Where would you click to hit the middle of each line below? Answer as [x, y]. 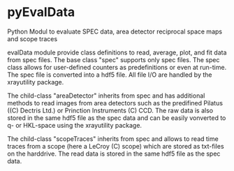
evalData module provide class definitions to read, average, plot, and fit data [117, 52]
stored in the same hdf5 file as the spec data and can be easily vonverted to [117, 118]
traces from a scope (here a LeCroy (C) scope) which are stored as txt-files [116, 146]
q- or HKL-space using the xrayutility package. [74, 125]
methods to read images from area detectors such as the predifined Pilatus [115, 103]
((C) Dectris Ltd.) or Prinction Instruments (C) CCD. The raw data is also [110, 110]
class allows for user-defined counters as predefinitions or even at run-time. [117, 67]
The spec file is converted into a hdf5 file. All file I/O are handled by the [110, 75]
